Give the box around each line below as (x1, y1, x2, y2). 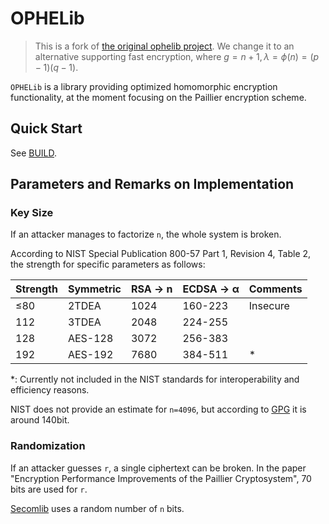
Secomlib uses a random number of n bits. (10, 502, 185, 514)
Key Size (10, 206, 54, 220)
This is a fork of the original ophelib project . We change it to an (34, 40, 295, 52)
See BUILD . (10, 147, 58, 159)
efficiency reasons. (10, 384, 90, 396)
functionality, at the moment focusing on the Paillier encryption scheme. (10, 91, 307, 103)
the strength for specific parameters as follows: (10, 258, 206, 271)
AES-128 (67, 332, 114, 346)
